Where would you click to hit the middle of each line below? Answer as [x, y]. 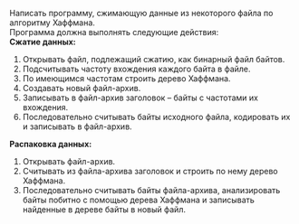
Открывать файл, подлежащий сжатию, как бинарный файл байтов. [154, 59]
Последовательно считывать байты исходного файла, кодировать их [156, 117]
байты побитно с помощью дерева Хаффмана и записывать [139, 200]
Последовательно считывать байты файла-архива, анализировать [151, 190]
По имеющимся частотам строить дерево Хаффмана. [126, 79]
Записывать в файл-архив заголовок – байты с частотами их [140, 98]
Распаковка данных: [51, 144]
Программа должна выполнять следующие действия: [114, 32]
